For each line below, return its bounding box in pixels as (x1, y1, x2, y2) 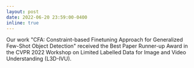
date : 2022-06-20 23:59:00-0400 (6, 14, 87, 20)
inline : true (6, 20, 39, 26)
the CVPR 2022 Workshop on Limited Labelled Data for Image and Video (6, 49, 187, 56)
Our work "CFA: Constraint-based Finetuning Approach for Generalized (6, 36, 183, 44)
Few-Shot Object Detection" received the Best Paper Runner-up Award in (6, 42, 189, 50)
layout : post (6, 8, 39, 15)
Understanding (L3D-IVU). (6, 55, 72, 63)
